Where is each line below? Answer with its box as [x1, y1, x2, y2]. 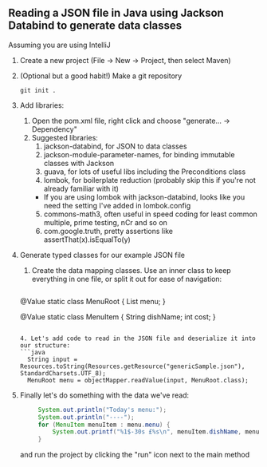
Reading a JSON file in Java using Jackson [8, 6, 225, 20]
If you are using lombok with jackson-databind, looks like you [43, 192, 245, 202]
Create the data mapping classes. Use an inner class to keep [31, 265, 231, 275]
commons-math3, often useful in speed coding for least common [43, 209, 257, 219]
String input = [27, 355, 78, 363]
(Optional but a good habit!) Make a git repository [19, 71, 183, 81]
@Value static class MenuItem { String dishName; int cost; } [19, 311, 217, 322]
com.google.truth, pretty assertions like [43, 226, 174, 235]
